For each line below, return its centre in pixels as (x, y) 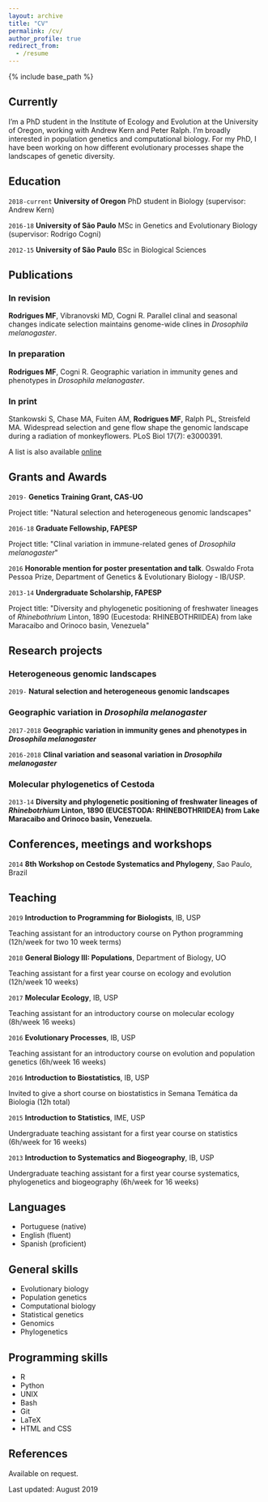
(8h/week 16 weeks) (42, 1022)
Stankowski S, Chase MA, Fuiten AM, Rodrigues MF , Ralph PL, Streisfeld (130, 419)
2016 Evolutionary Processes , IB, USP (72, 1037)
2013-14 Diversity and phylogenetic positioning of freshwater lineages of (133, 802)
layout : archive (36, 16)
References (38, 1454)
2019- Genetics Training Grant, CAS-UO (76, 497)
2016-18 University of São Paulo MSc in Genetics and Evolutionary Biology (133, 225)
